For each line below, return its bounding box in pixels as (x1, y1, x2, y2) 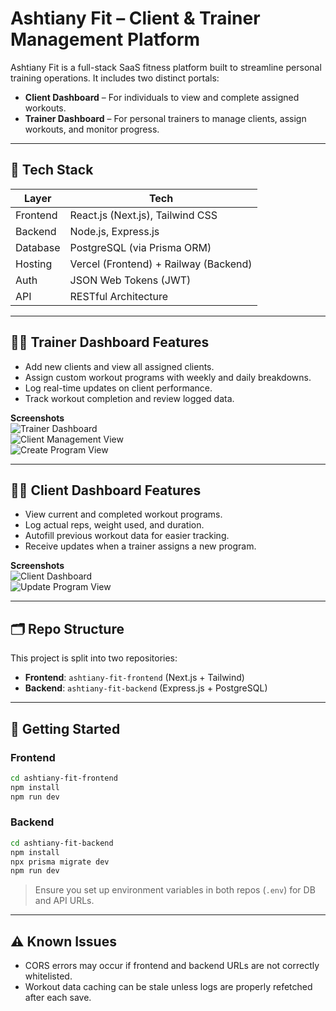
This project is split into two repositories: (10, 652, 178, 664)
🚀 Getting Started (10, 720, 121, 737)
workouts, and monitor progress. (24, 123, 160, 135)
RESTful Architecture (69, 289, 169, 303)
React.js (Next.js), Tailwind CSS (69, 208, 218, 222)
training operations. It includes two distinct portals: (10, 72, 220, 84)
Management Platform (10, 28, 201, 51)
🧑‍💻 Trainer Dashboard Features (10, 334, 210, 351)
